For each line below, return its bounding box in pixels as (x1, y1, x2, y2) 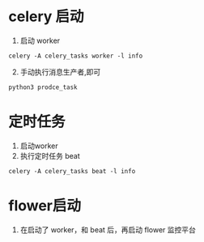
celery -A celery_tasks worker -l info (8, 52, 143, 60)
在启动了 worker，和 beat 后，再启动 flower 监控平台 (19, 224, 197, 235)
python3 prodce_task (8, 83, 79, 91)
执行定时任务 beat (19, 151, 81, 160)
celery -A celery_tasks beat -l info (8, 167, 136, 175)
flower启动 (8, 197, 82, 215)
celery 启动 (8, 7, 84, 26)
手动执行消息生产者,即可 (19, 66, 101, 77)
